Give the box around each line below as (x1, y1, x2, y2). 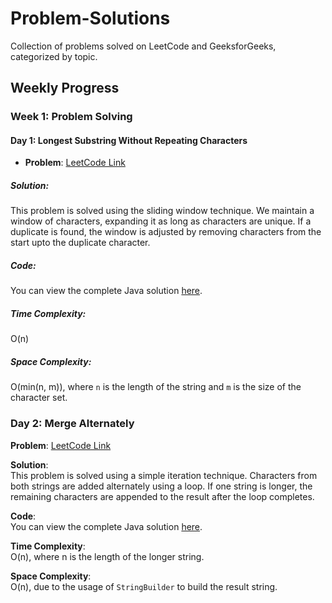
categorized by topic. (10, 50, 98, 62)
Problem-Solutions (10, 7, 171, 30)
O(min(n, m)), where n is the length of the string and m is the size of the (10, 381, 302, 393)
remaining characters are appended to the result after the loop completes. (10, 490, 315, 502)
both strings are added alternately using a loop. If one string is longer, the (10, 480, 313, 492)
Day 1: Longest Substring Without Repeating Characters (10, 134, 248, 146)
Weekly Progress (10, 80, 120, 97)
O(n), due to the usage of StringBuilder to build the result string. (10, 580, 278, 592)
